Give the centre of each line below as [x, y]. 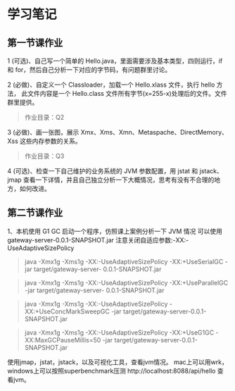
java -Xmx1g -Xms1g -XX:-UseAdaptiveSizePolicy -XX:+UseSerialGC [124, 261]
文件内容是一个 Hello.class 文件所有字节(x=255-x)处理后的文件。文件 [127, 93]
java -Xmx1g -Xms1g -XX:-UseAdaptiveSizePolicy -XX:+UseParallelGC [126, 283]
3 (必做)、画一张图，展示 [43, 132]
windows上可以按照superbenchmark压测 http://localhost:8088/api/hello [112, 371]
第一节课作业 [35, 43]
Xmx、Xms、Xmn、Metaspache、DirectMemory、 [154, 132]
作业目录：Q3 [44, 156]
